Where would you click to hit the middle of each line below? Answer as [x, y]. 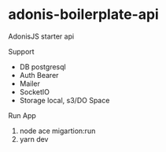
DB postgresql [42, 67]
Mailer [30, 83]
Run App [22, 115]
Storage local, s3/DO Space [65, 100]
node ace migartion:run [57, 131]
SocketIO [34, 91]
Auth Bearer [39, 75]
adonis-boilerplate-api [83, 15]
